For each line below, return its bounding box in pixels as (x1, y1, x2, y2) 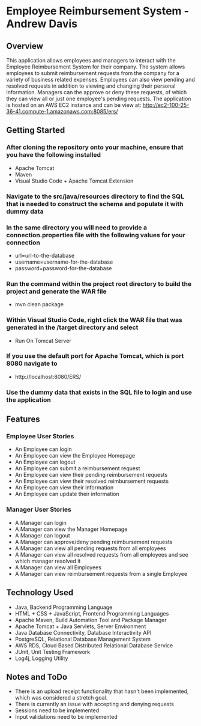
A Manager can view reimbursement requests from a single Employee (14, 570, 188, 577)
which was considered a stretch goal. (14, 694, 108, 701)
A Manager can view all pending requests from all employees (14, 545, 166, 552)
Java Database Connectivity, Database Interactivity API (14, 629, 152, 636)
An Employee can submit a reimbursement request (14, 465, 140, 472)
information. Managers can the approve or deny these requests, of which (6, 89, 187, 95)
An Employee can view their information (14, 484, 114, 491)
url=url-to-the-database (14, 252, 75, 259)
